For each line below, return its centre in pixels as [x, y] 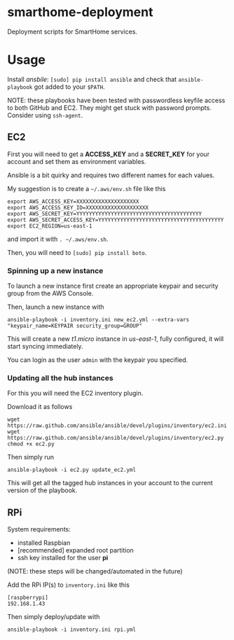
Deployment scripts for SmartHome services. [73, 32]
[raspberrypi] [28, 598]
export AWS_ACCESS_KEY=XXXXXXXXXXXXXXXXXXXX [73, 201]
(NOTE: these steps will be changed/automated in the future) [95, 571]
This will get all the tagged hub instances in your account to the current [110, 483]
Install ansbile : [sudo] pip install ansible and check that [92, 79]
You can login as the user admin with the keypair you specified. [98, 360]
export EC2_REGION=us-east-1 [50, 226]
